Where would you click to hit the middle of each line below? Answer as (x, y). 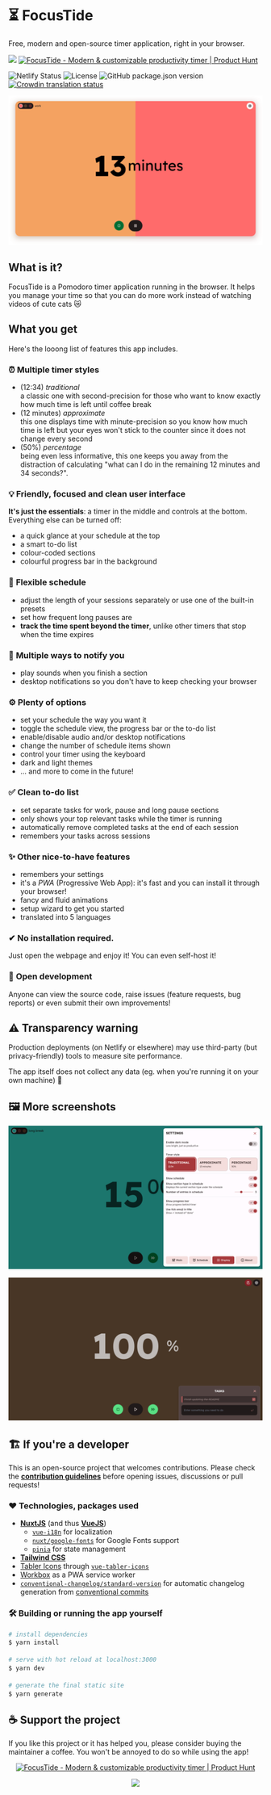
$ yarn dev (27, 1668)
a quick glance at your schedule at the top (90, 536)
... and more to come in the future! (77, 771)
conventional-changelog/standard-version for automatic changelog (132, 1583)
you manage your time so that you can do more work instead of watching (130, 296)
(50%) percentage (51, 447)
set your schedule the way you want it (83, 720)
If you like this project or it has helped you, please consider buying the (125, 1743)
